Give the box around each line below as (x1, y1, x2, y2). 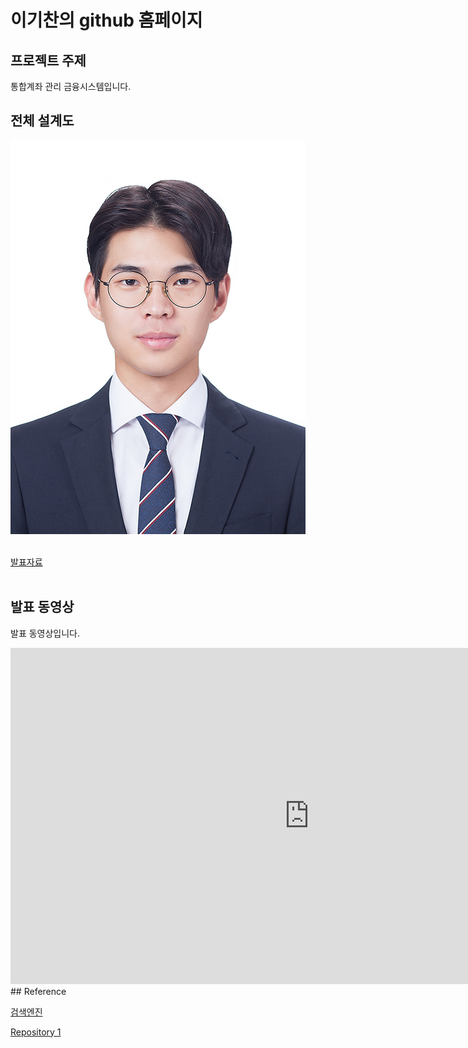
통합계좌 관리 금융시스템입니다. (10, 81, 132, 92)
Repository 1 (10, 1026, 62, 1038)
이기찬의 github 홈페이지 (10, 9, 203, 32)
